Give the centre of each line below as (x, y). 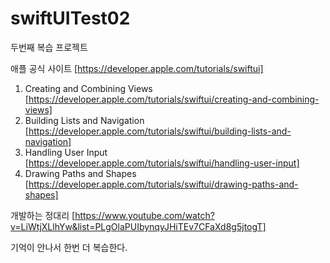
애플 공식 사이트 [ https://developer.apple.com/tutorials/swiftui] (137, 68)
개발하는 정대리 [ (43, 215)
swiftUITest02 (70, 18)
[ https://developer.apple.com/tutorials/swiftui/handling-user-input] (162, 163)
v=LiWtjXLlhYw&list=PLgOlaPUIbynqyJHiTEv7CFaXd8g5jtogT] (138, 226)
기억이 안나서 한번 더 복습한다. (69, 247)
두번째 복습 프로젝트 (49, 47)
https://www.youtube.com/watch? (144, 215)
